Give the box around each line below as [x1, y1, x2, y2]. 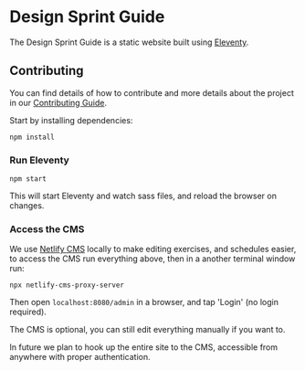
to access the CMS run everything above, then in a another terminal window [9, 253, 296, 264]
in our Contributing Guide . [9, 97, 108, 108]
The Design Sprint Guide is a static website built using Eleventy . [9, 37, 249, 48]
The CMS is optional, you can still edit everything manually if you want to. [9, 324, 286, 335]
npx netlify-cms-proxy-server [9, 281, 125, 290]
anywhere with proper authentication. [9, 352, 151, 363]
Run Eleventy [9, 154, 70, 166]
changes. [9, 200, 45, 211]
